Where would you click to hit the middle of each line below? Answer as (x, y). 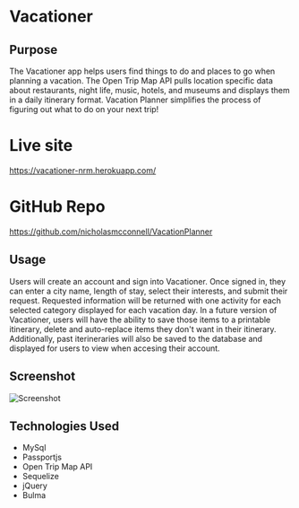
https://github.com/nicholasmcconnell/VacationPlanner (111, 232)
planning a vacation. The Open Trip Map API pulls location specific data (141, 81)
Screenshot (43, 377)
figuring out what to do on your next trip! (84, 109)
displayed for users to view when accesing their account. (115, 348)
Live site (41, 146)
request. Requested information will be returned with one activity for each (145, 300)
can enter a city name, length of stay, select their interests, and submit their (149, 291)
